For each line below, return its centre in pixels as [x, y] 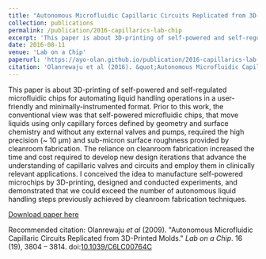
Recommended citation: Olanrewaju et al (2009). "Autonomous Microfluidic [131, 230]
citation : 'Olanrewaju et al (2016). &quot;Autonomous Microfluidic [123, 67]
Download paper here [44, 214]
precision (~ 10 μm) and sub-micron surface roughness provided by [119, 140]
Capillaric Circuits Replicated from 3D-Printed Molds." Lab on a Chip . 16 [125, 238]
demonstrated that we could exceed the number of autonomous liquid [122, 190]
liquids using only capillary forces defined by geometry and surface [118, 123]
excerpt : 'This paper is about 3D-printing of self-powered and [116, 38]
